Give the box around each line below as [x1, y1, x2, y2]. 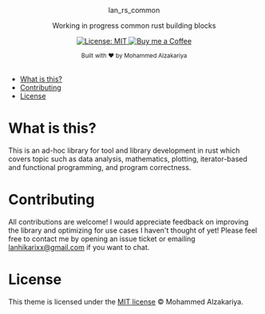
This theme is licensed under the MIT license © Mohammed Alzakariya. [8, 296, 243, 306]
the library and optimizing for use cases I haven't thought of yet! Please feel [8, 225, 258, 235]
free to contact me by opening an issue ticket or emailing [8, 233, 196, 244]
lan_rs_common [108, 6, 160, 14]
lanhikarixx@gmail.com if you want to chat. [8, 242, 150, 252]
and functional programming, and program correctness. [8, 162, 192, 172]
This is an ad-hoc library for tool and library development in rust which [8, 145, 240, 155]
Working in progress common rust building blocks [52, 21, 216, 30]
